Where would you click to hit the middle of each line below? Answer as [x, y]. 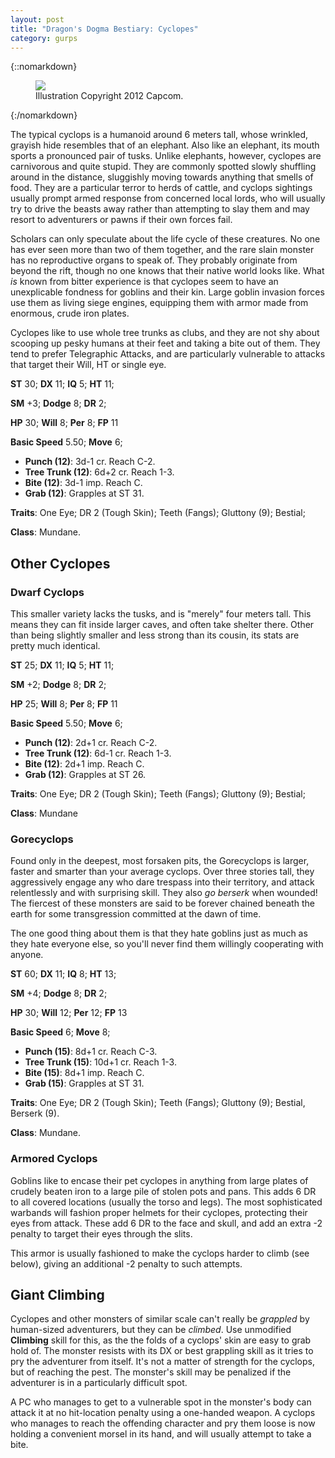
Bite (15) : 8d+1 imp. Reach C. [84, 1073]
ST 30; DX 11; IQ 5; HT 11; [62, 384]
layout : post [37, 19]
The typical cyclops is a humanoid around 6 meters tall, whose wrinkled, [159, 135]
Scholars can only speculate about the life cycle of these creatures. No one [165, 239]
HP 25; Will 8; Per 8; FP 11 [64, 704]
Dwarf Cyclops [47, 592]
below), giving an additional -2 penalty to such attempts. [126, 1263]
